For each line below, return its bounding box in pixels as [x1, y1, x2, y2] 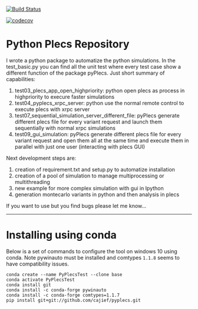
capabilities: [6, 75, 35, 82]
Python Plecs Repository [6, 38, 130, 51]
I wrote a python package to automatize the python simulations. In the [6, 56, 176, 64]
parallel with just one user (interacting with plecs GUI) [14, 143, 146, 150]
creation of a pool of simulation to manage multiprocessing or [14, 172, 164, 179]
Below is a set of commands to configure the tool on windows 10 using [6, 247, 178, 255]
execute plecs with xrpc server [14, 106, 90, 113]
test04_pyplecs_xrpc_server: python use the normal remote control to [14, 99, 184, 106]
